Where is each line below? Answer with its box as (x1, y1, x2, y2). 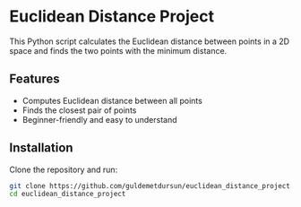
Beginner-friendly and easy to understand (21, 114, 177, 125)
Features (9, 72, 60, 87)
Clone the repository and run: (9, 164, 118, 175)
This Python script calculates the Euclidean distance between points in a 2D (9, 36, 289, 47)
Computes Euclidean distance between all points (21, 95, 203, 106)
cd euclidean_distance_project (9, 190, 126, 199)
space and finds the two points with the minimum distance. (9, 45, 228, 56)
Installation (9, 141, 73, 156)
